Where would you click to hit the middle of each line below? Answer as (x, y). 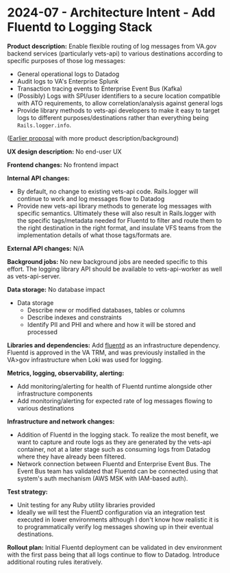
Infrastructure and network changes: (61, 421)
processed (42, 332)
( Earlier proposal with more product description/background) (93, 138)
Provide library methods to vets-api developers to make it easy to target (118, 110)
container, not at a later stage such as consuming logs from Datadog (114, 449)
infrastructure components (55, 393)
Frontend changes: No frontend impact (63, 164)
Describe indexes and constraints (74, 317)
